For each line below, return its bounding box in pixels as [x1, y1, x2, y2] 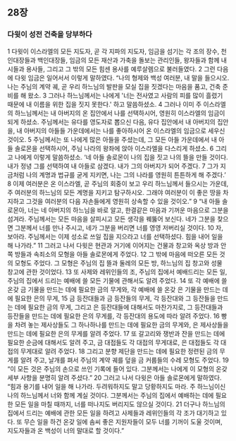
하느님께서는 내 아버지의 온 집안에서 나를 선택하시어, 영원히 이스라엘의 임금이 [14, 109, 225, 117]
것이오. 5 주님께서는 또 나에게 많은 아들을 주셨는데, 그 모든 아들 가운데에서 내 [7, 135, 217, 143]
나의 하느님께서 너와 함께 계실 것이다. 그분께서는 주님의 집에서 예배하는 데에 [7, 391, 214, 399]
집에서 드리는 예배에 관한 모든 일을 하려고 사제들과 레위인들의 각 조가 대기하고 [7, 409, 220, 417]
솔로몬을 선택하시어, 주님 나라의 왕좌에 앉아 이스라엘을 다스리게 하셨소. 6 [14, 144, 214, 152]
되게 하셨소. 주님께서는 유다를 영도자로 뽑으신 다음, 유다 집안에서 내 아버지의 [7, 117, 216, 126]
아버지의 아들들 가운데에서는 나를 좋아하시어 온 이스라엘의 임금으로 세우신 [23, 126, 225, 135]
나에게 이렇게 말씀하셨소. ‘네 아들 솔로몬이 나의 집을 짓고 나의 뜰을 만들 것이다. [14, 152, 228, 161]
